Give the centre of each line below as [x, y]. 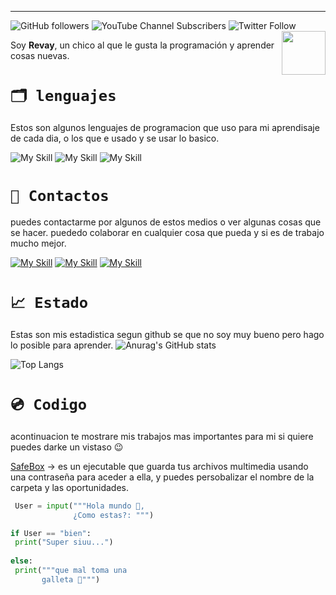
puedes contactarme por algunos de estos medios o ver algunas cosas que [166, 222]
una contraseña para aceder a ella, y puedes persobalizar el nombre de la [162, 477]
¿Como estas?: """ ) [114, 515]
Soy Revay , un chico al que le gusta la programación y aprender [142, 45]
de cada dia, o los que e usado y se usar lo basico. [115, 138]
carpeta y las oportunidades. [70, 487]
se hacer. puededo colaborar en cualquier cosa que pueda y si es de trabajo [167, 232]
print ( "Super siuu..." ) [64, 542]
